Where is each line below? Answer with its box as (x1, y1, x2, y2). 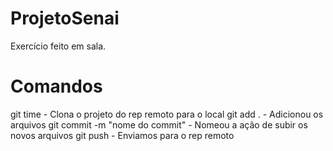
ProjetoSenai (10, 7, 120, 30)
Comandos (10, 75, 103, 98)
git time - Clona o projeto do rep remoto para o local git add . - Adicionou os (10, 108, 324, 120)
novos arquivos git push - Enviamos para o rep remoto (10, 129, 235, 141)
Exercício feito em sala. (10, 40, 107, 52)
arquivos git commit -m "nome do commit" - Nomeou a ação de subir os (10, 118, 308, 131)
